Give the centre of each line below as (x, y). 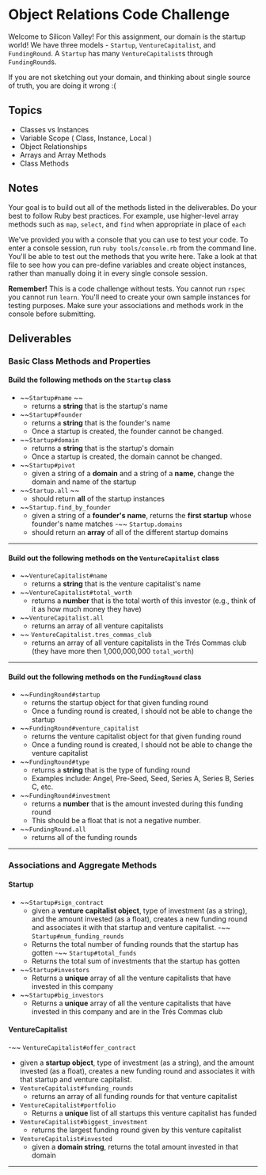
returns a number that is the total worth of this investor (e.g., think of (144, 601)
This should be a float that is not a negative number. (116, 821)
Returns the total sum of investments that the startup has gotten (136, 961)
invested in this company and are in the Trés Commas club (127, 1011)
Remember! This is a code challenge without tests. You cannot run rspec (127, 288)
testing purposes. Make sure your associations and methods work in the (126, 305)
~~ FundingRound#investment (65, 795)
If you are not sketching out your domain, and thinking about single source (129, 77)
